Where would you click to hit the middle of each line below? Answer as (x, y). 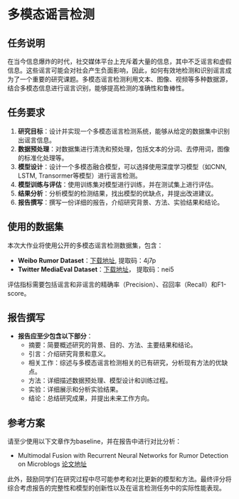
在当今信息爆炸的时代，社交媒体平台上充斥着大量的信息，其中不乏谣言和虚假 (119, 61)
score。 (19, 293)
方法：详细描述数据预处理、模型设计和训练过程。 (100, 380)
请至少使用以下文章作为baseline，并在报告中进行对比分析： (95, 441)
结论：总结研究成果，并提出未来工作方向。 (91, 398)
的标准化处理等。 (43, 158)
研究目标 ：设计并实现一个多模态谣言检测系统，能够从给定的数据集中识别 (123, 131)
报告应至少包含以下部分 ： (55, 336)
